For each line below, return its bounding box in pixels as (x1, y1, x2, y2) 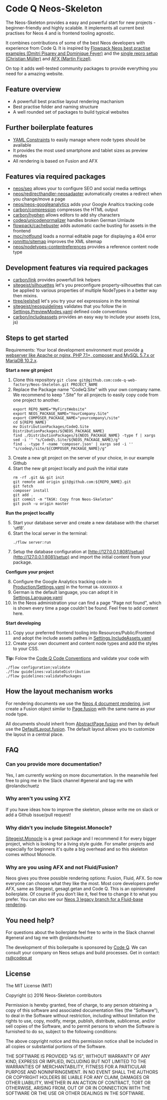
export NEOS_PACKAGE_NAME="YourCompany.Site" (12, 411, 109, 416)
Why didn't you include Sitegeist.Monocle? (5, 824, 112, 831)
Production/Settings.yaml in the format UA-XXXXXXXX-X (12, 584, 122, 590)
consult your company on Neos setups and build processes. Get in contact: (5, 950, 161, 956)
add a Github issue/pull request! (5, 812, 71, 818)
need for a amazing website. (5, 70, 64, 76)
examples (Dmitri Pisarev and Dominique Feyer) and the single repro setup (5, 50, 158, 56)
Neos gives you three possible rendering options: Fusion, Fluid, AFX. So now (5, 875, 163, 881)
